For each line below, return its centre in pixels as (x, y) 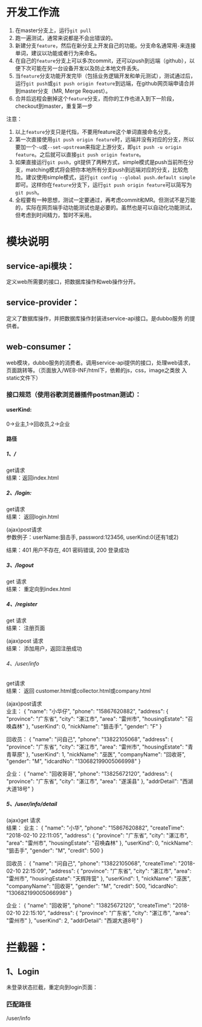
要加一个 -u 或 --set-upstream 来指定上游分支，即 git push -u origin (98, 147)
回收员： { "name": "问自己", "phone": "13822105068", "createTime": (92, 864)
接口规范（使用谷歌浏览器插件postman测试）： (74, 395)
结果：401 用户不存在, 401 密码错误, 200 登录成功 (68, 550)
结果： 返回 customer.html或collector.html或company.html (79, 691)
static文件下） (24, 378)
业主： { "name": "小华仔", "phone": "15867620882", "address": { (87, 712)
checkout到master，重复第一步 (54, 106)
